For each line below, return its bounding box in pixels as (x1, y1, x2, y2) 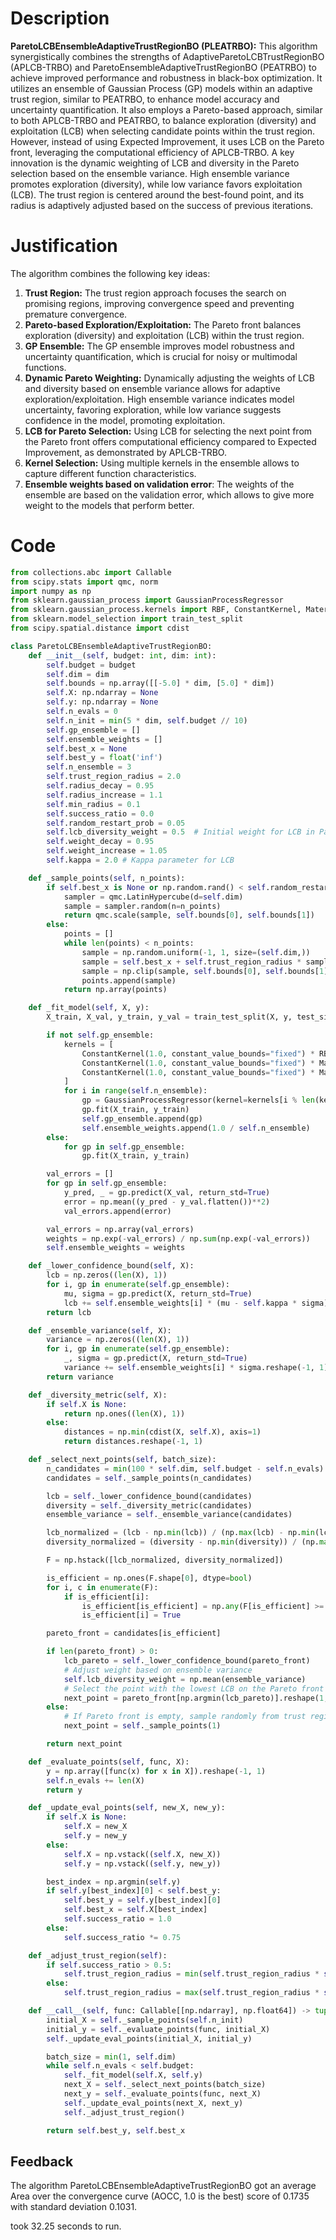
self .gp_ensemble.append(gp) (81, 1113, 203, 1124)
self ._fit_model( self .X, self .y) (63, 2070, 203, 2081)
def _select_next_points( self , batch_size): (28, 1455, 217, 1465)
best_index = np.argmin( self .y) (46, 1877, 182, 1887)
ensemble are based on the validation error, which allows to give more (24, 488, 315, 501)
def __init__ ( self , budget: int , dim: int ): (28, 650, 217, 661)
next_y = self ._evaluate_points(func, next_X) (63, 2089, 262, 2099)
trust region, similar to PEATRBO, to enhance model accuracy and (10, 93, 280, 105)
